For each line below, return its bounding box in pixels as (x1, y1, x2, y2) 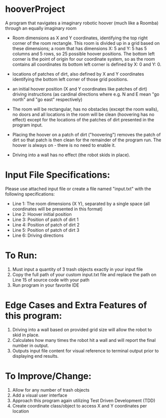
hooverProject (5, 3, 65, 15)
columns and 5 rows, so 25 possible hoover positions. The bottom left (12, 51, 155, 57)
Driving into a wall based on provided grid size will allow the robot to (12, 326, 152, 332)
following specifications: (5, 191, 55, 197)
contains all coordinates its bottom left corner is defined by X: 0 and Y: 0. (12, 61, 162, 67)
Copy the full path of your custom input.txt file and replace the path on (12, 271, 157, 277)
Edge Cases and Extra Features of (5, 300, 147, 311)
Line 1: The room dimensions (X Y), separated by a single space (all (12, 201, 150, 207)
